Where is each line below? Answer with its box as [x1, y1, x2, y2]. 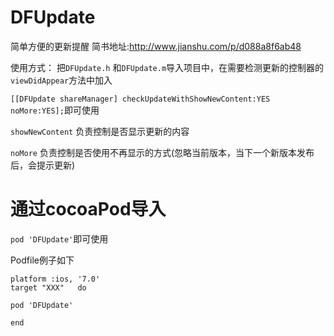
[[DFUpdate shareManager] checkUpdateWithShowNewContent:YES [10, 94, 271, 104]
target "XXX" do [10, 282, 87, 293]
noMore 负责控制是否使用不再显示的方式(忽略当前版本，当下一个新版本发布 [10, 146, 315, 158]
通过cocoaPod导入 [10, 198, 167, 221]
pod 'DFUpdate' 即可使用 [10, 232, 109, 245]
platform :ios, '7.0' [10, 274, 101, 284]
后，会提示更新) [10, 159, 76, 171]
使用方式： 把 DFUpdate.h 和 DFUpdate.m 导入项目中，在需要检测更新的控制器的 [10, 61, 325, 73]
